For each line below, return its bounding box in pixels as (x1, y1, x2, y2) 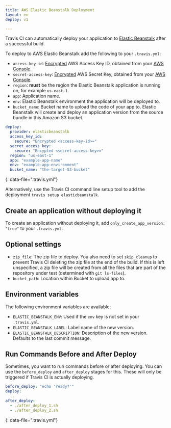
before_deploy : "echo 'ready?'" (5, 384, 74, 389)
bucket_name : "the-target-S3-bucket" (10, 167, 90, 172)
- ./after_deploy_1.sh (10, 403, 58, 408)
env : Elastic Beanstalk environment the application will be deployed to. (12, 98, 160, 104)
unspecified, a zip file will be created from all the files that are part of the (12, 264, 166, 271)
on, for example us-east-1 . (12, 88, 69, 94)
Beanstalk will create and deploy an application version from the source (12, 109, 163, 115)
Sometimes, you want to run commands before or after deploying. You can (5, 363, 162, 369)
